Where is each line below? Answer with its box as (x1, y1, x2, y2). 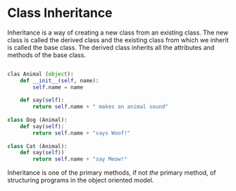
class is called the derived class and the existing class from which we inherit (7, 35, 229, 44)
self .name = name (32, 83, 83, 91)
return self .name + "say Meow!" (32, 156, 128, 163)
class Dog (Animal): (7, 116, 68, 124)
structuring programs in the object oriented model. (7, 176, 154, 185)
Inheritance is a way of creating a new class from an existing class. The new (7, 28, 229, 37)
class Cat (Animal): (7, 142, 68, 149)
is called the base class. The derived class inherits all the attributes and (7, 43, 215, 51)
